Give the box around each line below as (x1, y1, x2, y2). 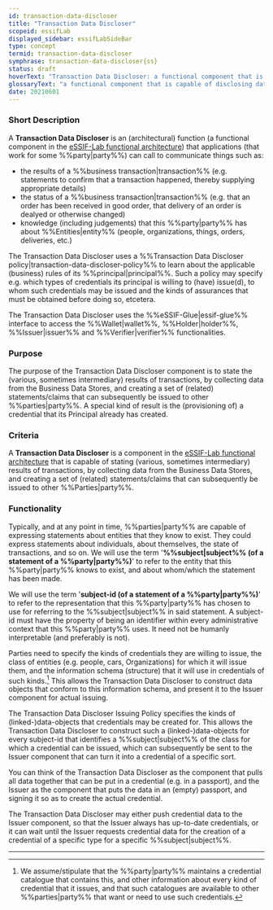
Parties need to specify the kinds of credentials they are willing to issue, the (8, 648, 262, 658)
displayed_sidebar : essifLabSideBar (8, 34, 132, 43)
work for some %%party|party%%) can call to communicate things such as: (8, 150, 264, 160)
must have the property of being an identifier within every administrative (15, 615, 258, 625)
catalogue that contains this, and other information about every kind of (19, 875, 258, 885)
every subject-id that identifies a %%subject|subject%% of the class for (8, 734, 251, 745)
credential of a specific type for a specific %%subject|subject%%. (8, 835, 232, 845)
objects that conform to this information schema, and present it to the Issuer (8, 685, 263, 694)
